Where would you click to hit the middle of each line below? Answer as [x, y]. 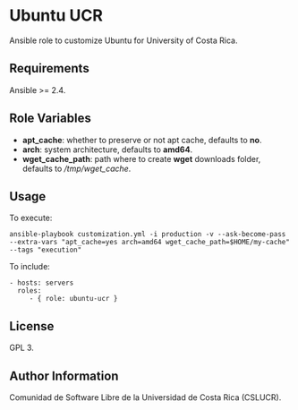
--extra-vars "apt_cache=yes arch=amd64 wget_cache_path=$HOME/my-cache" [150, 243]
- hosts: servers [42, 283]
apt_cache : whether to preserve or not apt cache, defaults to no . [142, 140]
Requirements [49, 68]
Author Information [64, 376]
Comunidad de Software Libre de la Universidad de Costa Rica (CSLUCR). [145, 397]
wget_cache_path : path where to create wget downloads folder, [141, 158]
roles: [30, 291]
